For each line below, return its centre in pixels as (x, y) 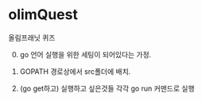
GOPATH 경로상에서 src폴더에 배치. (75, 71)
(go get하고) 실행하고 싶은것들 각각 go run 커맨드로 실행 (107, 88)
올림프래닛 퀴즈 (32, 37)
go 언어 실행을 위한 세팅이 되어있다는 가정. (85, 54)
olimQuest (43, 15)
